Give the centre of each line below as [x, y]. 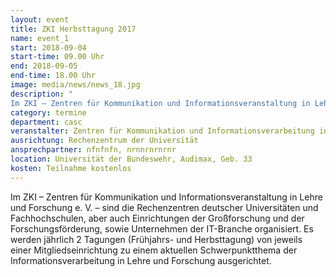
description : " [42, 94]
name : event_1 [40, 38]
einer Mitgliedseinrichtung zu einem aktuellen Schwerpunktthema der [154, 250]
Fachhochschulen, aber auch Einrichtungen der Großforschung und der [157, 218]
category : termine [48, 112]
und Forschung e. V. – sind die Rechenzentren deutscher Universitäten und [164, 207]
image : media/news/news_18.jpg [75, 85]
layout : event [40, 19]
